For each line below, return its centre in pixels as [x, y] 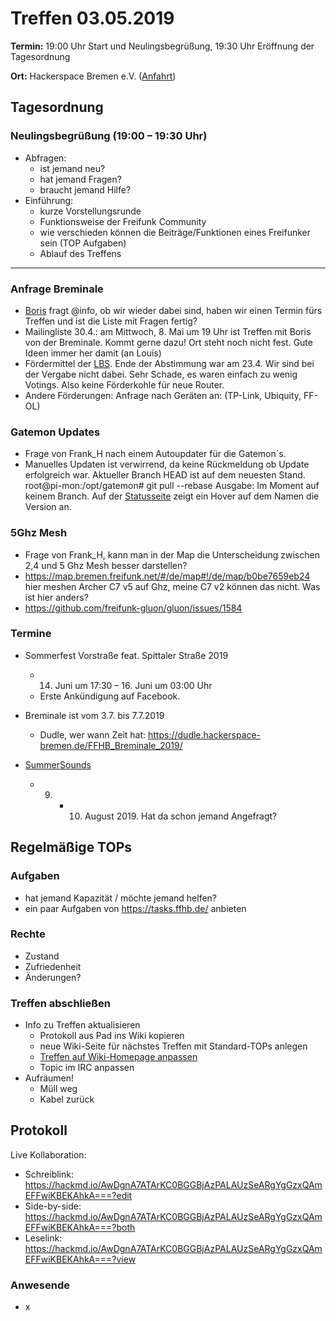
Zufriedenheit [53, 966]
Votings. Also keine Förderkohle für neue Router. [124, 384]
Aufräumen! [49, 1078]
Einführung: [49, 200]
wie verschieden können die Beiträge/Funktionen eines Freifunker [175, 232]
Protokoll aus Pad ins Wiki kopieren [112, 1036]
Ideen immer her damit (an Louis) [93, 353]
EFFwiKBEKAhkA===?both [80, 1227]
